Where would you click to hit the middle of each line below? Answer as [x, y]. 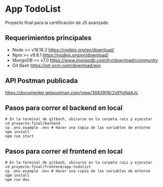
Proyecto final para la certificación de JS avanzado [57, 23]
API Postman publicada [41, 81]
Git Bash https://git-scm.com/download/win [56, 65]
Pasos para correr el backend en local [64, 108]
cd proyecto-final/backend [33, 123]
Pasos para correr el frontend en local [64, 151]
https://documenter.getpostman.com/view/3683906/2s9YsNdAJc [72, 93]
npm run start [20, 136]
